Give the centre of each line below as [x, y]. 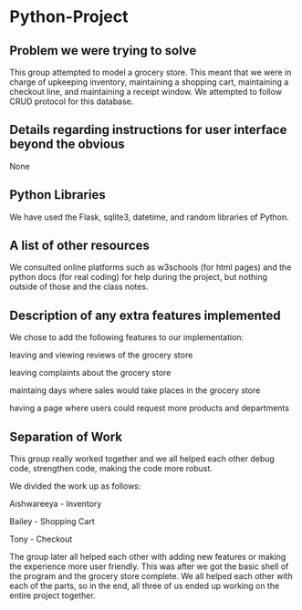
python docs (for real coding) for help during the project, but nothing [138, 277]
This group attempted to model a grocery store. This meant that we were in [151, 72]
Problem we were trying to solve [103, 51]
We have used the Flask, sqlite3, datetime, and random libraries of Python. [149, 217]
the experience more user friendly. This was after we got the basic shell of [149, 566]
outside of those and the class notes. [79, 287]
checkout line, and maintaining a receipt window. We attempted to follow [146, 92]
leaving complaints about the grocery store [90, 373]
